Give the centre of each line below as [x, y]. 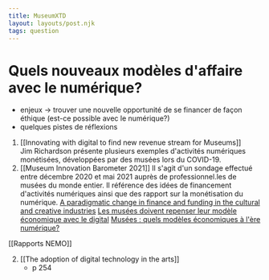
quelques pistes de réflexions [69, 127]
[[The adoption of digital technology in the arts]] [100, 259]
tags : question [34, 31]
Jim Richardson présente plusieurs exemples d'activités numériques [133, 151]
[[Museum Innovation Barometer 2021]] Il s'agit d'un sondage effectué [136, 168]
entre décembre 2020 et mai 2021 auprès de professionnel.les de [128, 177]
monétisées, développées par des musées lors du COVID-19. [120, 160]
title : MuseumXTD [37, 16]
